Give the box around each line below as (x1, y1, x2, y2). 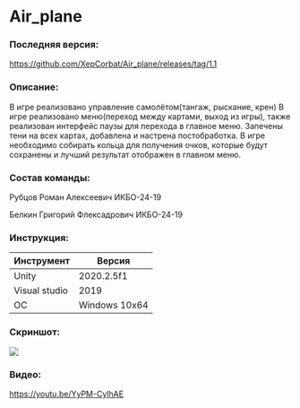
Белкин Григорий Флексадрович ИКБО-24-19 (9, 209, 184, 221)
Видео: (9, 368, 42, 380)
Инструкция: (9, 231, 69, 244)
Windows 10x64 (78, 299, 150, 311)
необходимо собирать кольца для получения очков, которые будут (9, 139, 269, 150)
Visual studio (13, 284, 69, 297)
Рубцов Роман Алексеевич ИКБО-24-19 (9, 192, 162, 203)
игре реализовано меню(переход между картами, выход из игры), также (9, 110, 291, 122)
